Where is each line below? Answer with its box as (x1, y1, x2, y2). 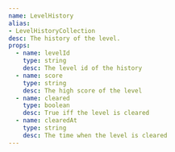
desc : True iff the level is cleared (23, 109, 150, 117)
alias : (8, 19, 31, 27)
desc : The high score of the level (23, 86, 143, 95)
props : (8, 42, 31, 50)
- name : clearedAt (15, 117, 78, 125)
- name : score (15, 72, 63, 80)
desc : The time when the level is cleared (23, 131, 168, 139)
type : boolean (23, 101, 70, 109)
